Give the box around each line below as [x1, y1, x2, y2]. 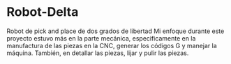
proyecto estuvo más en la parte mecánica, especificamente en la [6, 34, 196, 42]
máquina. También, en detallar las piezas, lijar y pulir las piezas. [6, 49, 189, 57]
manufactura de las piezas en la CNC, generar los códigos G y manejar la [6, 41, 217, 50]
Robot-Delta [6, 4, 79, 20]
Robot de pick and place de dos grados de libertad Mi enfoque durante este [6, 27, 225, 35]
